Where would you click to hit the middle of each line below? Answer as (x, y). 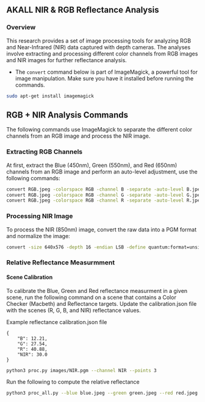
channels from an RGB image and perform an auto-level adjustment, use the (102, 171)
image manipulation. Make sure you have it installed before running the (104, 78)
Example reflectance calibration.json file (57, 322)
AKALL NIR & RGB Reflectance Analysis (83, 10)
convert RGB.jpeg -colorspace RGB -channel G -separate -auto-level (95, 195)
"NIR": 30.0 (32, 354)
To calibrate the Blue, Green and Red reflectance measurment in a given (97, 291)
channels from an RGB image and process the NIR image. (78, 136)
